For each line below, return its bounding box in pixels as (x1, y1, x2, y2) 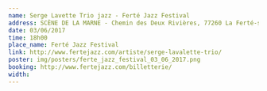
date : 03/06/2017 (8, 26, 66, 34)
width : (8, 70, 30, 78)
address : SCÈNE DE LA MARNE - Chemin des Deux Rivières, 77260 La (8, 19, 233, 27)
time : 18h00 (8, 33, 48, 42)
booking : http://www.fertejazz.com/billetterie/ (8, 63, 172, 71)
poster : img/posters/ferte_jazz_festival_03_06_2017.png (8, 56, 201, 64)
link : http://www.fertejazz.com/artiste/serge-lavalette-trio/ (8, 48, 222, 56)
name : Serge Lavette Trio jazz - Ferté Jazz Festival (8, 11, 191, 20)
